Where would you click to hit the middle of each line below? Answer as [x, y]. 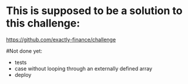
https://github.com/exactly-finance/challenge [61, 39]
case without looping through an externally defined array [83, 68]
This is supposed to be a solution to [94, 11]
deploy [23, 75]
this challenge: [43, 23]
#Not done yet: [24, 51]
